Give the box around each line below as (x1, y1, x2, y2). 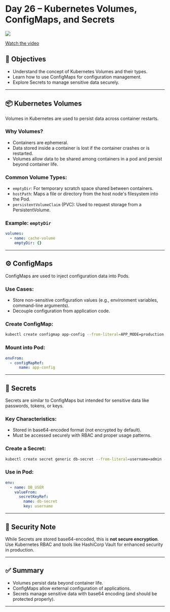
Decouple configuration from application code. (12, 308, 110, 314)
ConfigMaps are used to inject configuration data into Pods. (5, 273, 130, 279)
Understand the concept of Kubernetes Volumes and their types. (12, 68, 148, 74)
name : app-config (18, 365, 56, 370)
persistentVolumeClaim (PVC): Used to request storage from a (12, 202, 142, 208)
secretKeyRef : (18, 494, 49, 499)
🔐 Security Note (5, 523, 56, 531)
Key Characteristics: (5, 415, 57, 423)
